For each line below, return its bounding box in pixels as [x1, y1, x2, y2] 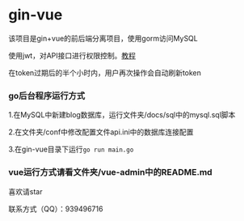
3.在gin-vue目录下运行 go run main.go [8, 144, 134, 155]
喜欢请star [8, 186, 43, 196]
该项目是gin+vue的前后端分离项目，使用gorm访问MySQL [8, 33, 198, 43]
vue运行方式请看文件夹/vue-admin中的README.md [8, 167, 212, 178]
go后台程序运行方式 [8, 90, 86, 101]
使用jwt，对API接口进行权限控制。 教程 [8, 50, 136, 60]
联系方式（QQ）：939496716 [8, 204, 103, 214]
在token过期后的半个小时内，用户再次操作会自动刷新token [8, 67, 202, 78]
